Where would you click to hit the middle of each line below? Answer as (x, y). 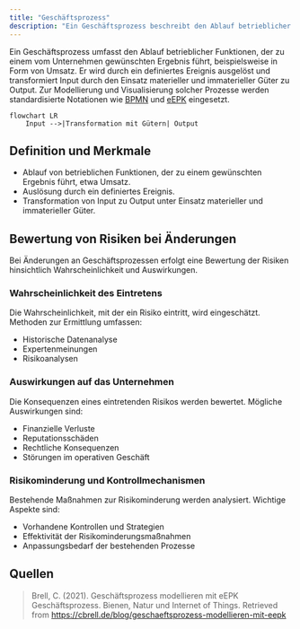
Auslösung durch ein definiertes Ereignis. (98, 192)
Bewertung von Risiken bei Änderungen (123, 239)
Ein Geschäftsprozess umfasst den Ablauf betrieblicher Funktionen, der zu (147, 51)
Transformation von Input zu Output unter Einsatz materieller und (142, 201)
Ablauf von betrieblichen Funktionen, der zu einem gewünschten (142, 172)
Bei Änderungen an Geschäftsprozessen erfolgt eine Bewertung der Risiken (149, 260)
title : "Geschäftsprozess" (60, 17)
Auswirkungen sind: (46, 411)
